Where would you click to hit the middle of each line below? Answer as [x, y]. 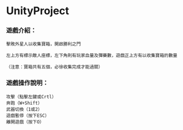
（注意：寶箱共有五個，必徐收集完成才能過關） [55, 67]
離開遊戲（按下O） [25, 122]
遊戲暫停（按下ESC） [28, 116]
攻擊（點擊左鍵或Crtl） [31, 97]
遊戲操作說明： [27, 83]
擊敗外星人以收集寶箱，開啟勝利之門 [44, 44]
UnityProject [38, 11]
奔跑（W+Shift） [24, 103]
